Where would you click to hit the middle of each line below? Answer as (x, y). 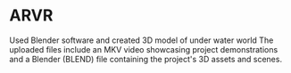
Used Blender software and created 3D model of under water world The (141, 40)
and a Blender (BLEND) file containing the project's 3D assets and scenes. (146, 59)
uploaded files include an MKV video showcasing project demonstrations (144, 49)
